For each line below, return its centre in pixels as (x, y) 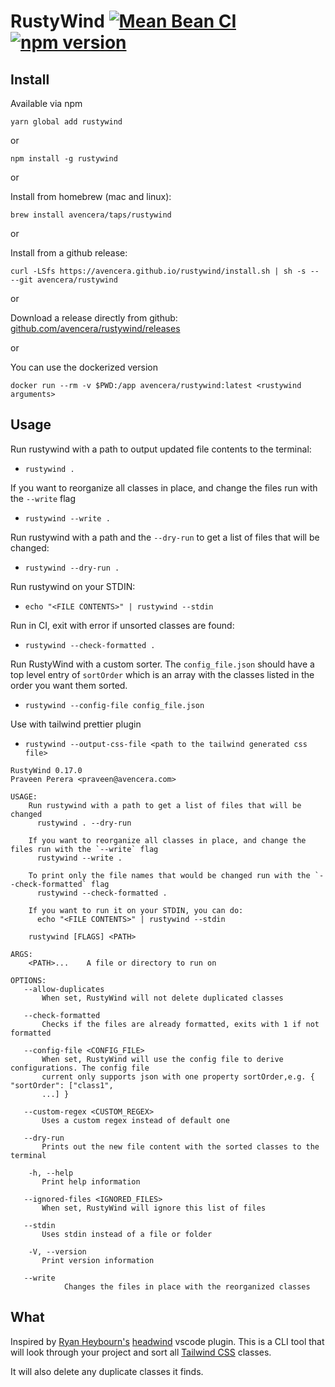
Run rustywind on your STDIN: (73, 586)
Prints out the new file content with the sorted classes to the (180, 1146)
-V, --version (57, 1251)
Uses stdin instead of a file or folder (127, 1234)
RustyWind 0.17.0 (46, 770)
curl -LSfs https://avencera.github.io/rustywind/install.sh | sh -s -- (165, 271)
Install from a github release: (69, 253)
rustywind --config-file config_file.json (114, 705)
